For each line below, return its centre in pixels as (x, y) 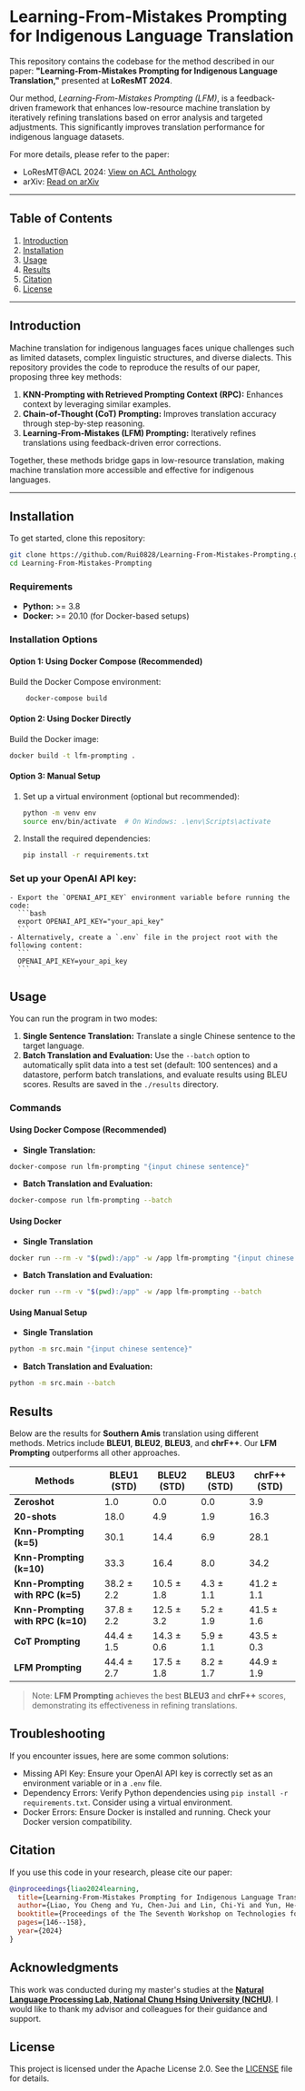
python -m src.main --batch (63, 1383)
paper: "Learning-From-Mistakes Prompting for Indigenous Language (144, 71)
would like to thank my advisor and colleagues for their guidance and (138, 2008)
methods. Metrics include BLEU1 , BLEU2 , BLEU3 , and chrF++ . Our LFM (143, 1443)
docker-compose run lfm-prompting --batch (91, 1201)
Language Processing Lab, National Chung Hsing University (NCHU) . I (144, 1999)
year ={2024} (40, 1931)
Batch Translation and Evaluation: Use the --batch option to (136, 1055)
